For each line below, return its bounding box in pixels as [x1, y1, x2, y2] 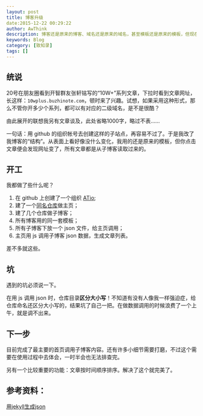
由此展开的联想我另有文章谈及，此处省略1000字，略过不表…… [6, 117, 160, 124]
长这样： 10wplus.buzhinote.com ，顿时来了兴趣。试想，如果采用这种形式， [6, 97, 190, 104]
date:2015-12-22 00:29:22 [6, 20, 71, 26]
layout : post [6, 8, 39, 15]
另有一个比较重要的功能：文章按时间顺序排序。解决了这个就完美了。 [6, 366, 176, 373]
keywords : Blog [6, 37, 45, 43]
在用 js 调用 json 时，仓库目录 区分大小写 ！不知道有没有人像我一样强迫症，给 [6, 294, 196, 302]
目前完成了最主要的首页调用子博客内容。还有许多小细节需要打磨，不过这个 [6, 346, 192, 353]
